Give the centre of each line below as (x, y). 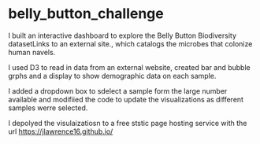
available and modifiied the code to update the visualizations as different (126, 99)
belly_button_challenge (86, 14)
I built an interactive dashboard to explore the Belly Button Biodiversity (122, 35)
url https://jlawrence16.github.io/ (61, 131)
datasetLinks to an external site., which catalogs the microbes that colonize (130, 43)
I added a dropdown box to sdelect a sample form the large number (118, 90)
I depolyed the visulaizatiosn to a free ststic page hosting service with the (128, 123)
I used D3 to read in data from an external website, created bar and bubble (129, 67)
